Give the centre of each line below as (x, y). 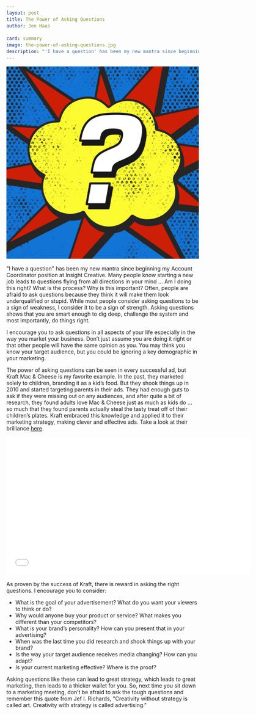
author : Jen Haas (28, 26)
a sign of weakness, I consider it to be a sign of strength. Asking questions (100, 307)
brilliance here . (25, 428)
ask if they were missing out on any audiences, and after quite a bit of (94, 396)
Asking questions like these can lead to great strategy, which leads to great (101, 679)
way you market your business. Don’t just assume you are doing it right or (99, 338)
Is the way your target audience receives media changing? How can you (106, 654)
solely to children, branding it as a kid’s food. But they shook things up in (98, 383)
